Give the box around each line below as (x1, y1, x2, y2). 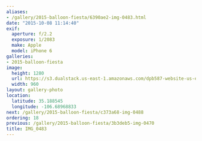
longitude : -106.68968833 (11, 103, 77, 110)
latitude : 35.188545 (11, 98, 63, 104)
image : (6, 64, 23, 71)
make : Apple (11, 43, 42, 49)
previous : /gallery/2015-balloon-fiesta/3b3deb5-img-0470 (6, 121, 155, 127)
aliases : (6, 8, 28, 15)
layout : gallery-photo (6, 87, 63, 93)
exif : (6, 25, 20, 32)
